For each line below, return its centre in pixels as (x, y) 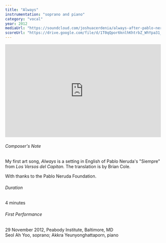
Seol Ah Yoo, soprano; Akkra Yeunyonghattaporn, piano (62, 235)
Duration (14, 187)
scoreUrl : (15, 33)
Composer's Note (23, 146)
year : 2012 (16, 24)
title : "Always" (22, 10)
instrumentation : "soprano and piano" (45, 14)
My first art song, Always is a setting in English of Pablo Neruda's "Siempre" (83, 161)
